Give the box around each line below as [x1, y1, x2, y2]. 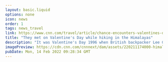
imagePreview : [5, 44, 35, 49]
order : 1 [5, 21, 23, 26]
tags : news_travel [5, 26, 43, 31]
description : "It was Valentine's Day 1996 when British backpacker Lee [5, 40, 160, 45]
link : [5, 30, 16, 35]
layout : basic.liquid [5, 7, 50, 12]
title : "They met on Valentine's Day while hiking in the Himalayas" [5, 35, 153, 40]
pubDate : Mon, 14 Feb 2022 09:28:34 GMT [5, 49, 91, 54]
